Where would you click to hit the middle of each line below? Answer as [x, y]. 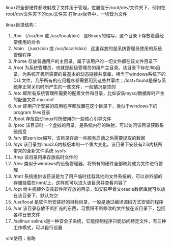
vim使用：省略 [21, 238]
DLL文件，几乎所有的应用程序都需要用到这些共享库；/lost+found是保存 [87, 80]
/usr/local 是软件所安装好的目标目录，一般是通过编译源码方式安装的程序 [88, 202]
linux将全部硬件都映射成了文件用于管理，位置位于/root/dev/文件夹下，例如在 [86, 7]
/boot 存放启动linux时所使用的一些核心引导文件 [62, 119]
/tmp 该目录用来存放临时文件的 [46, 157]
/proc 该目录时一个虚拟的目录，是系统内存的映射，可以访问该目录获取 [86, 125]
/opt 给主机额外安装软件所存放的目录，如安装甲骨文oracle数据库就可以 [87, 189]
